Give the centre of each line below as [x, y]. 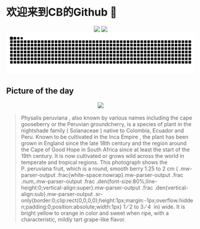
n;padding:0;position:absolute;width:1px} [71, 206]
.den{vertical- [172, 187]
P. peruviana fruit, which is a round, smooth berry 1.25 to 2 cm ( [99, 169]
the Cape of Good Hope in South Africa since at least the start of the [105, 149]
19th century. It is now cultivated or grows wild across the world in [102, 155]
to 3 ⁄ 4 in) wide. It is [160, 206]
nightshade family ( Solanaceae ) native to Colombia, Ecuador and [102, 130]
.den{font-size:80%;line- [127, 181]
